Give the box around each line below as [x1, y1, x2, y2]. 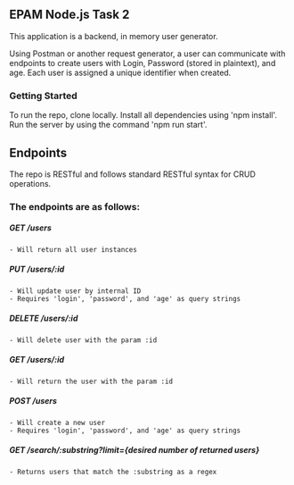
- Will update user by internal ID [9, 286, 142, 296]
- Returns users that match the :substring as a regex [9, 467, 217, 476]
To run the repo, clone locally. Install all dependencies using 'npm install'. [9, 110, 278, 121]
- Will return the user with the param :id [9, 377, 174, 386]
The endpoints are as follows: [9, 200, 141, 213]
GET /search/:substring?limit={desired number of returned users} [9, 445, 260, 456]
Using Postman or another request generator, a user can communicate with [9, 48, 286, 59]
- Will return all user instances [9, 245, 138, 254]
